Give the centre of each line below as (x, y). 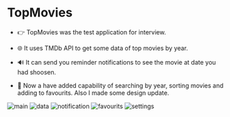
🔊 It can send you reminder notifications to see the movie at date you (116, 62)
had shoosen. (37, 72)
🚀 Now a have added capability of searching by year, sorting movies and (120, 85)
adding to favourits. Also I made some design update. (93, 93)
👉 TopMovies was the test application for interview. (92, 32)
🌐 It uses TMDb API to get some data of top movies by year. (103, 48)
